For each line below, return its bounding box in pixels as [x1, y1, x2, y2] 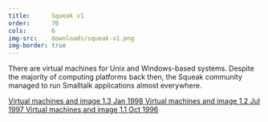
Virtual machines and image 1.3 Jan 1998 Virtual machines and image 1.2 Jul [8, 96, 261, 106]
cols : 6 [8, 26, 56, 35]
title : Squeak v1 [8, 11, 84, 20]
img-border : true [8, 42, 67, 50]
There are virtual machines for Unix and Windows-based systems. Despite [8, 63, 254, 73]
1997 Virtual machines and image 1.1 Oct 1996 [8, 105, 159, 115]
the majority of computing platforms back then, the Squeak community [8, 72, 243, 82]
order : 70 [8, 19, 59, 27]
